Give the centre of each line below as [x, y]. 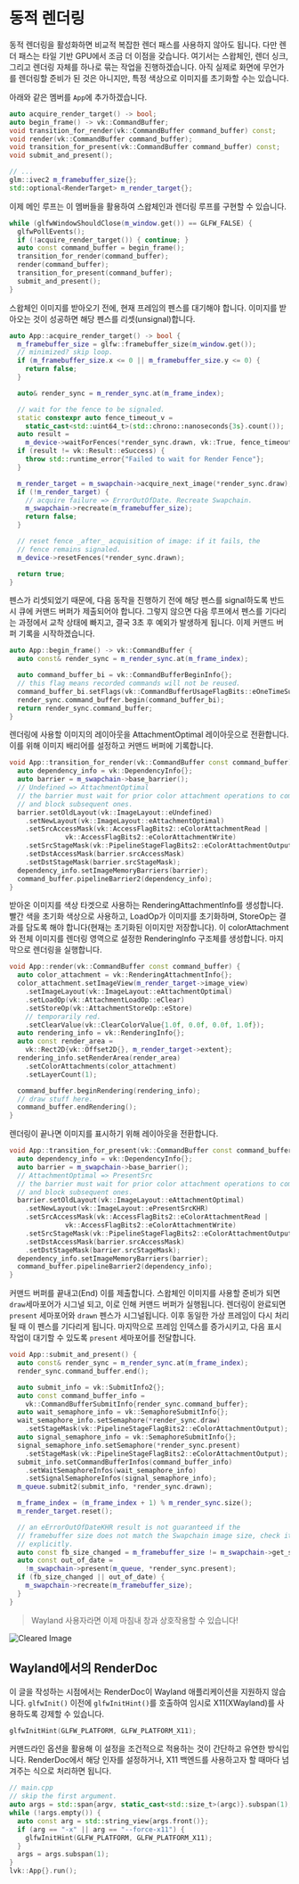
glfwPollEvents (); [52, 231]
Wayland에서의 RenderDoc [84, 1669]
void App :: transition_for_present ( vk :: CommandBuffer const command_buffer [151, 1151]
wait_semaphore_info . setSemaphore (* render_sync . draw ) [119, 1421]
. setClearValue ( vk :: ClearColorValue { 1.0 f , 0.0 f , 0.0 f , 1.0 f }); [145, 1025]
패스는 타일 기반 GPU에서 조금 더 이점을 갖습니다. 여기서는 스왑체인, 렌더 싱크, [154, 55]
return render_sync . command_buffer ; [85, 708]
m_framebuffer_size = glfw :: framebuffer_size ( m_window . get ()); [137, 344]
